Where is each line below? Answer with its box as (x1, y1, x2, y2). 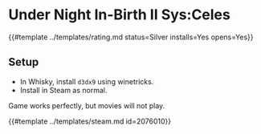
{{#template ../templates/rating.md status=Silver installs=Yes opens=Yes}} (8, 32, 255, 42)
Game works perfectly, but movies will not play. (8, 100, 165, 110)
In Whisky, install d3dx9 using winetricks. (19, 76, 154, 86)
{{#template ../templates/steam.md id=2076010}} (8, 116, 171, 126)
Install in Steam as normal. (19, 85, 108, 95)
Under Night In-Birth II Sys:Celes (8, 6, 230, 24)
